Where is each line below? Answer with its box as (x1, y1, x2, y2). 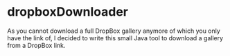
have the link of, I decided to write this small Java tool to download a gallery (7, 33, 224, 42)
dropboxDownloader (7, 4, 128, 20)
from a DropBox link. (7, 41, 66, 49)
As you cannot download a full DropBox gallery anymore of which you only (7, 27, 220, 35)
